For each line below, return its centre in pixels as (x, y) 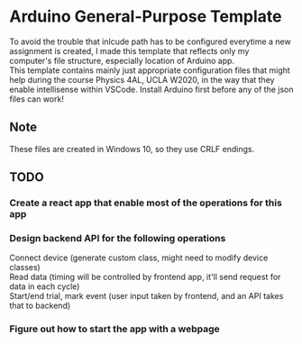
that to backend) (40, 306)
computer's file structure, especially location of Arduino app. (122, 60)
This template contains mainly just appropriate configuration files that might (150, 70)
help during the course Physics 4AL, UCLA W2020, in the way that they (142, 79)
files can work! (37, 99)
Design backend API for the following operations (118, 238)
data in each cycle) (45, 286)
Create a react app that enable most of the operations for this (146, 203)
